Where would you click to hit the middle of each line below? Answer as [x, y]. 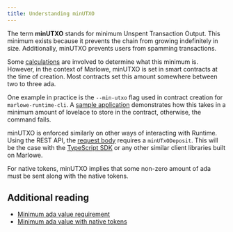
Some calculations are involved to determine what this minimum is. [103, 61]
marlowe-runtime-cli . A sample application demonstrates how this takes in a [116, 104]
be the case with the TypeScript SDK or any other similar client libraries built [116, 147]
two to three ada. [32, 83]
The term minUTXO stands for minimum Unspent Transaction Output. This [114, 33]
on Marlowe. [25, 155]
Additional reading [48, 198]
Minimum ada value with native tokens [72, 222]
